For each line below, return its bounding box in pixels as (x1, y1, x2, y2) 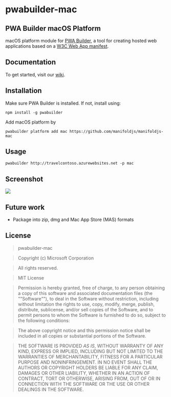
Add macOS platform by (5, 119, 56, 125)
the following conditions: (17, 317, 70, 324)
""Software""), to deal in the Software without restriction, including (17, 295, 159, 302)
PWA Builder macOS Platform (5, 24, 101, 33)
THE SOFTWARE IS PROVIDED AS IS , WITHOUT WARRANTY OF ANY (17, 343, 164, 349)
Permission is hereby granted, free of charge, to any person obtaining (17, 285, 165, 291)
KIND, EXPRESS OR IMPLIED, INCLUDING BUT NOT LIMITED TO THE (17, 348, 163, 354)
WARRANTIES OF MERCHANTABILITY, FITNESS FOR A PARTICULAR (17, 353, 163, 360)
